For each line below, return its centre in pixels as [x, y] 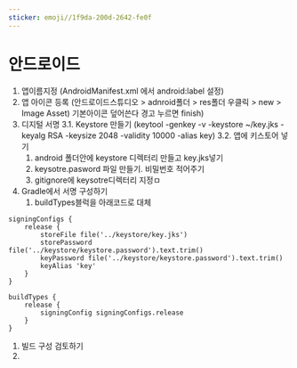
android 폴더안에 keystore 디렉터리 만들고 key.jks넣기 [129, 158]
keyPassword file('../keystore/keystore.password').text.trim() [162, 258]
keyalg [33, 135]
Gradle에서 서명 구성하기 [64, 191]
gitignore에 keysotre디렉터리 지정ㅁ [97, 180]
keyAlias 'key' [68, 266]
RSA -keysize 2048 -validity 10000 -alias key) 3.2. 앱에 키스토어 [163, 135]
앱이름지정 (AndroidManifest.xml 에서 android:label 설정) [122, 91]
